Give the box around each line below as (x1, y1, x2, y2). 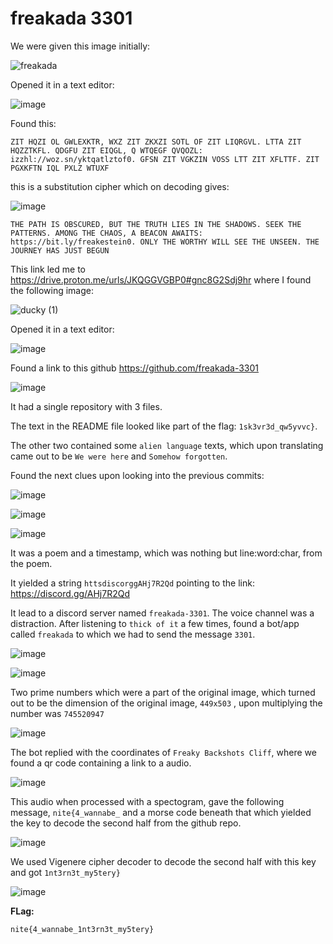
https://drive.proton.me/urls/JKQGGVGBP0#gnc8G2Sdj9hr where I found (10, 273, 312, 286)
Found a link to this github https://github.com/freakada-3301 (10, 362, 260, 374)
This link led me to (10, 263, 86, 275)
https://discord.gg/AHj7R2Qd (10, 587, 130, 599)
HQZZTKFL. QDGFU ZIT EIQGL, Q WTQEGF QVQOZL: (10, 145, 203, 156)
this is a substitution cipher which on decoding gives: (10, 180, 230, 192)
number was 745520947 (10, 707, 105, 719)
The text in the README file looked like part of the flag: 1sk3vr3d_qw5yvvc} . (10, 420, 318, 432)
